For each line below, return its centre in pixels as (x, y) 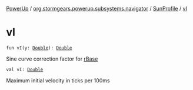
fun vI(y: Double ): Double (39, 48)
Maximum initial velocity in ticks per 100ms (58, 80)
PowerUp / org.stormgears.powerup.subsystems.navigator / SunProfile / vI (96, 9)
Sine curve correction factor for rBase (52, 59)
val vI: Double (25, 69)
